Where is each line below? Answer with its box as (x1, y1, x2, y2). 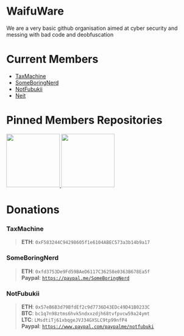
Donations (6, 203, 60, 216)
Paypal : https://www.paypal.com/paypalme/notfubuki (21, 322, 154, 330)
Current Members (6, 52, 99, 66)
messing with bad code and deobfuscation (6, 30, 114, 38)
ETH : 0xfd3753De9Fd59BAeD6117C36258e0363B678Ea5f (21, 267, 150, 275)
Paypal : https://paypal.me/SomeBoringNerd (21, 274, 130, 281)
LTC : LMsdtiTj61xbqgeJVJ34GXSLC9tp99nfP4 (21, 316, 128, 323)
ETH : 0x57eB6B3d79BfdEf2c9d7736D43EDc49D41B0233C (21, 303, 150, 310)
